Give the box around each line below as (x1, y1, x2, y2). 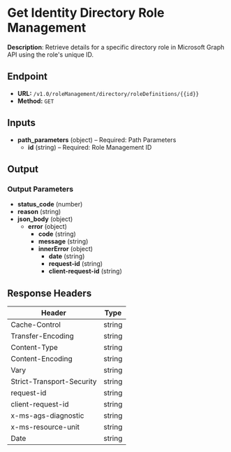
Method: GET (17, 97, 54, 105)
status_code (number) (17, 200, 83, 209)
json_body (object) (17, 215, 73, 223)
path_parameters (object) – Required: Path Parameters (17, 135, 177, 144)
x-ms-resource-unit (10, 422, 80, 432)
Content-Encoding (10, 354, 73, 364)
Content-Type (10, 343, 58, 353)
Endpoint (7, 71, 47, 83)
